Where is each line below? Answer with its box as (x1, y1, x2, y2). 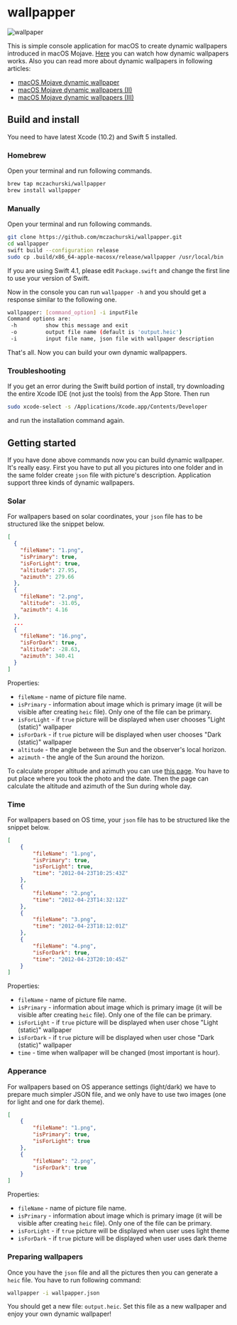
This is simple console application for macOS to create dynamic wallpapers (7, 41, 228, 50)
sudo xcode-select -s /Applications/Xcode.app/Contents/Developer (7, 403, 208, 411)
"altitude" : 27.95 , (20, 567, 78, 574)
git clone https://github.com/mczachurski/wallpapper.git (7, 234, 182, 241)
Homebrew (7, 150, 46, 160)
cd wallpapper (7, 240, 50, 247)
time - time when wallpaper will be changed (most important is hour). (17, 1048, 220, 1057)
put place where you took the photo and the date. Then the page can (7, 774, 209, 783)
